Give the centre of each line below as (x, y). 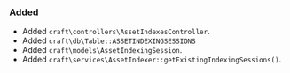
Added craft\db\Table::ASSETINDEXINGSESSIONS (109, 40)
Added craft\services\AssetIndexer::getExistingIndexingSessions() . (152, 60)
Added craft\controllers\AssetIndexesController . (116, 32)
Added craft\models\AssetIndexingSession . (102, 50)
